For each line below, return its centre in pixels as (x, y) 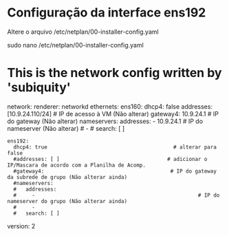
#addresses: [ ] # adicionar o (110, 159)
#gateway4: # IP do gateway (115, 171)
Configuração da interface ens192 (107, 13)
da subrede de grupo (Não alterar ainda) (67, 177)
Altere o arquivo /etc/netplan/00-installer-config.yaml (83, 32)
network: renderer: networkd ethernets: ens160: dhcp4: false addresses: (110, 106)
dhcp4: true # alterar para (115, 147)
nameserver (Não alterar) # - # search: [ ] (66, 128)
